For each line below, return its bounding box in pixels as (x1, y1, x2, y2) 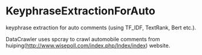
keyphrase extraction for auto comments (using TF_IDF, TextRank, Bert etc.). (5, 24, 197, 31)
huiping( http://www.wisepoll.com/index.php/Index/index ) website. (5, 42, 171, 49)
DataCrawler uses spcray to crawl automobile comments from (5, 35, 160, 42)
